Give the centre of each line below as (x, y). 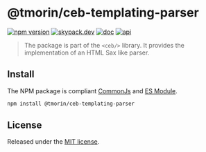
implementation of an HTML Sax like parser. (87, 53)
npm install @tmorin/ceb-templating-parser (71, 104)
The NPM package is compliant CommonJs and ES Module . (93, 91)
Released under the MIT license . (53, 142)
